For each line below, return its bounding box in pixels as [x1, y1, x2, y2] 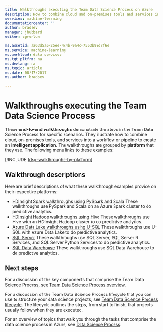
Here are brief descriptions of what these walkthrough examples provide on [5, 184, 157, 189]
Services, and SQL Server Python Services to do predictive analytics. [12, 240, 150, 245]
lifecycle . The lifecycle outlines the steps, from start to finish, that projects [5, 302, 153, 308]
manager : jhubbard [5, 30, 42, 35]
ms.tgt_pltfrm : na [5, 56, 42, 61]
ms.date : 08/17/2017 [5, 70, 47, 75]
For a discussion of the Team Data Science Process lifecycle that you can [5, 292, 152, 297]
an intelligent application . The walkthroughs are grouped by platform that [5, 142, 154, 148]
